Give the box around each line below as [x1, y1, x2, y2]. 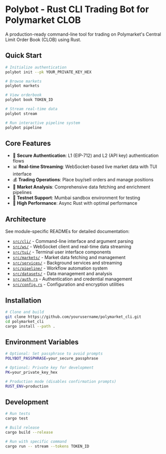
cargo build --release [5, 430, 53, 435]
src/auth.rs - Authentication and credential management [12, 276, 133, 282]
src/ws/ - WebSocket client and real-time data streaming [12, 244, 132, 250]
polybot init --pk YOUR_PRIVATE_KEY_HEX [5, 70, 92, 75]
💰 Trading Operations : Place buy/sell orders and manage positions [12, 177, 154, 183]
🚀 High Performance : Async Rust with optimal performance [12, 200, 138, 206]
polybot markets [5, 83, 39, 88]
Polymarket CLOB [5, 14, 81, 26]
